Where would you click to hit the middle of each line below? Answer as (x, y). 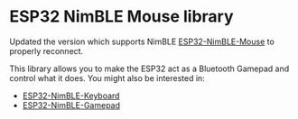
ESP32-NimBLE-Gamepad (71, 105)
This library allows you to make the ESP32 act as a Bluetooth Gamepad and (149, 69)
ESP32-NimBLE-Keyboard (71, 96)
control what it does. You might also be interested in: (107, 78)
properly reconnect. (47, 50)
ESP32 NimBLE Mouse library (121, 17)
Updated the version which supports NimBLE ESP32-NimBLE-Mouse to (142, 41)
